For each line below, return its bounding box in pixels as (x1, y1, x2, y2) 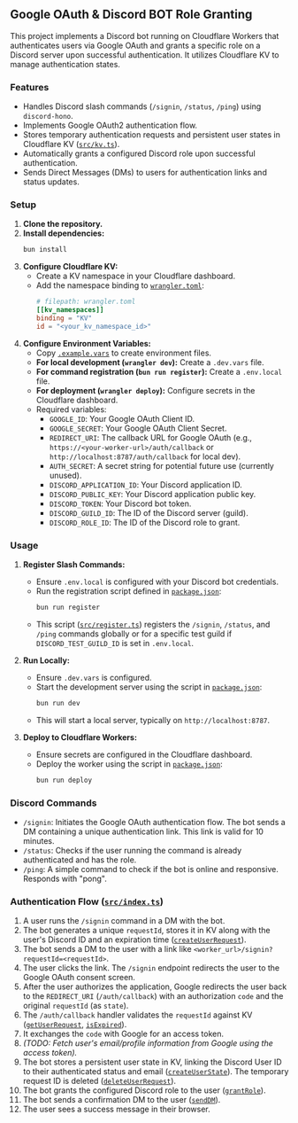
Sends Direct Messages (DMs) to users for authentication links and (22, 168, 268, 178)
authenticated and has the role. (22, 854, 137, 865)
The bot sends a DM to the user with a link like (22, 944, 193, 955)
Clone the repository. (22, 219, 103, 230)
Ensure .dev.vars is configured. (35, 672, 153, 682)
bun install (22, 246, 67, 254)
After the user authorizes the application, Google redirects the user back (22, 981, 287, 992)
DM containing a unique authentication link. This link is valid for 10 (22, 826, 264, 837)
